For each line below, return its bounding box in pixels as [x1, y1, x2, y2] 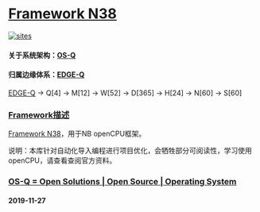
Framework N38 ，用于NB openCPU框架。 [8, 129, 146, 139]
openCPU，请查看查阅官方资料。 [8, 156, 117, 165]
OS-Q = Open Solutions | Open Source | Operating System [8, 175, 237, 187]
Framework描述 [8, 109, 70, 120]
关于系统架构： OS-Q [8, 50, 76, 60]
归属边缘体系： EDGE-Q [8, 70, 85, 79]
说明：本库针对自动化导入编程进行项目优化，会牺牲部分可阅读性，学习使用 [8, 146, 252, 156]
